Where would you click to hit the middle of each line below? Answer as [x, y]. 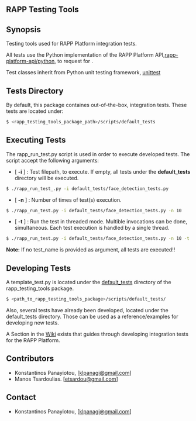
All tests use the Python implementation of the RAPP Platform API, [85, 55]
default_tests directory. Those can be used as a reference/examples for [92, 317]
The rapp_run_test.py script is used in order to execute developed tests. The [98, 154]
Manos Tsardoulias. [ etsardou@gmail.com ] [66, 379]
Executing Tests [36, 140]
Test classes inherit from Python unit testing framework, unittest [83, 73]
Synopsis [23, 30]
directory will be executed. [47, 178]
